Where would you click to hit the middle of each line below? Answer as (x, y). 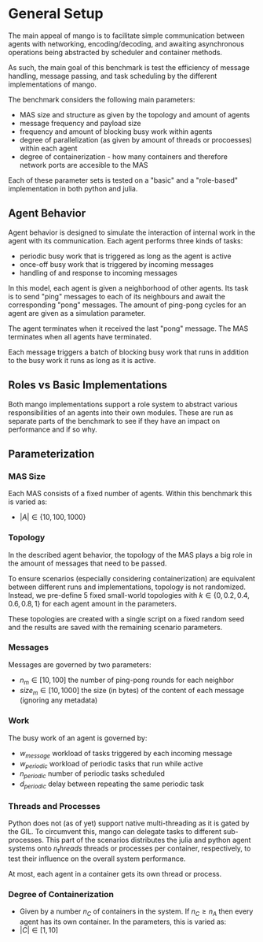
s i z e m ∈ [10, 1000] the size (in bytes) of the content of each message (132, 691)
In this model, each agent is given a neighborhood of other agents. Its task (128, 287)
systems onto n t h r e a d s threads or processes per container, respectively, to (130, 849)
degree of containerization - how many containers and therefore (123, 156)
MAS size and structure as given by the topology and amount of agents (135, 114)
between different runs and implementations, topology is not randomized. (127, 587)
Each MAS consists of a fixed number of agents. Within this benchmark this (130, 494)
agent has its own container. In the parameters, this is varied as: (122, 922)
